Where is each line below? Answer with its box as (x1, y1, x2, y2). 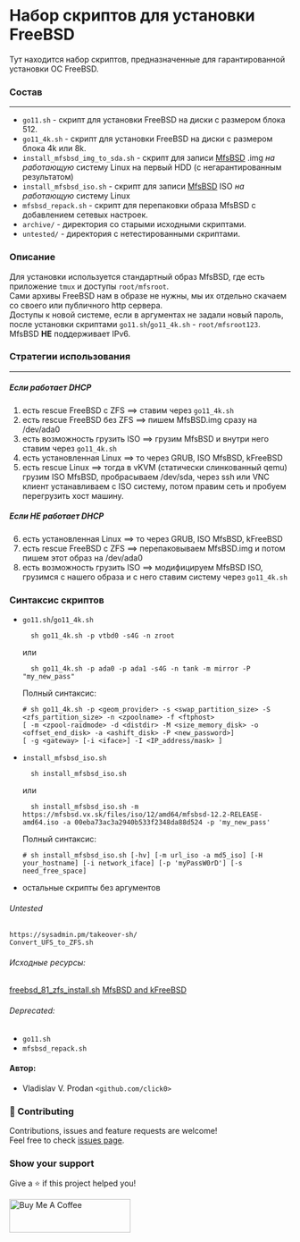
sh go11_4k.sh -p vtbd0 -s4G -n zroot (30, 631, 175, 640)
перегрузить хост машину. (21, 490, 124, 501)
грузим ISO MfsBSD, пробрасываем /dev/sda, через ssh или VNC (21, 471, 271, 482)
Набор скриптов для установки (9, 5, 255, 26)
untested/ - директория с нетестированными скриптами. (21, 229, 241, 240)
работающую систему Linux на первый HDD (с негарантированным (21, 162, 282, 173)
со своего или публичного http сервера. (9, 300, 163, 310)
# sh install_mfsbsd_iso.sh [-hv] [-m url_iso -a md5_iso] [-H (21, 851, 263, 860)
